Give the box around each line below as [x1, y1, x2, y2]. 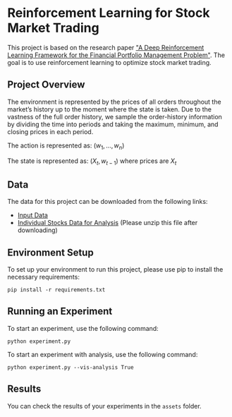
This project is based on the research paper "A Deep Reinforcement [7, 43, 204, 52]
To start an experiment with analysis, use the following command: [7, 350, 198, 358]
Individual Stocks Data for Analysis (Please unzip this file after [17, 219, 198, 227]
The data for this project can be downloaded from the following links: [7, 198, 208, 206]
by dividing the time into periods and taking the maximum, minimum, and [7, 120, 219, 128]
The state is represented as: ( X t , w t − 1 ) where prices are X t [7, 157, 177, 167]
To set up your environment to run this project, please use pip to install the [7, 265, 224, 273]
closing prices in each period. [7, 127, 94, 135]
